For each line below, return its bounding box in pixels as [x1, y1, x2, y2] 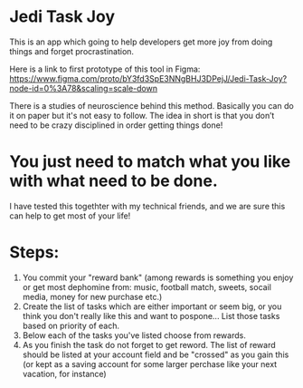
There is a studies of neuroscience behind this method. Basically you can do [9, 100, 294, 111]
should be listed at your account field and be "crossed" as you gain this [22, 349, 289, 360]
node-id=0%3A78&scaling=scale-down [9, 82, 158, 93]
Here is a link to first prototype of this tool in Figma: [9, 63, 201, 74]
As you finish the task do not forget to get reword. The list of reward [22, 339, 276, 350]
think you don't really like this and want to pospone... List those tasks [22, 310, 280, 321]
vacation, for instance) [22, 368, 107, 379]
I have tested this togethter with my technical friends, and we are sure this [9, 200, 286, 211]
